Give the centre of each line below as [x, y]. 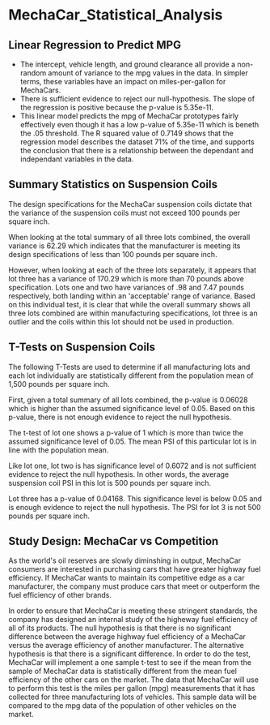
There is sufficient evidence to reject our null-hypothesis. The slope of [137, 99]
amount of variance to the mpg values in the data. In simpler [148, 73]
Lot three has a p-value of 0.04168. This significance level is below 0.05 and [135, 498]
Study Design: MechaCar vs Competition [114, 541]
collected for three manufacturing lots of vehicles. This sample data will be [133, 697]
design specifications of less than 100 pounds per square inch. [113, 254]
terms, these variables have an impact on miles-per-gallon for [123, 82]
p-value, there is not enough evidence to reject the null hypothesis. [120, 417]
